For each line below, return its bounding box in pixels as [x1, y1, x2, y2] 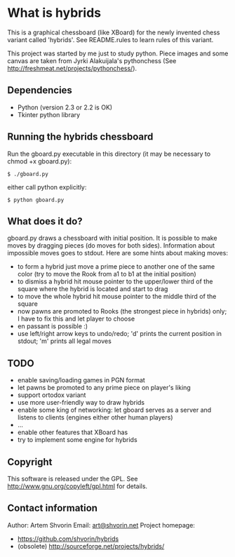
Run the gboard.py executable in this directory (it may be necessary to [7, 149, 211, 158]
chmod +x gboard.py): [7, 156, 72, 166]
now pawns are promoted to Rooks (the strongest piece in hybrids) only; [17, 307, 227, 316]
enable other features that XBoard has [17, 428, 128, 436]
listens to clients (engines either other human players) [17, 413, 173, 422]
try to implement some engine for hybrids [17, 436, 138, 444]
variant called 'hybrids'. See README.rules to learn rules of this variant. [7, 35, 214, 43]
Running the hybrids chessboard [7, 131, 154, 143]
